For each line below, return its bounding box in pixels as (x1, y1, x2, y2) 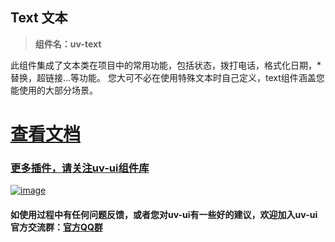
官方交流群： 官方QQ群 (10, 221, 103, 233)
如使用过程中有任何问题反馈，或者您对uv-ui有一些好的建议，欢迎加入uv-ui (10, 208, 318, 220)
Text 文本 (10, 9, 68, 27)
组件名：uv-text (34, 38, 102, 50)
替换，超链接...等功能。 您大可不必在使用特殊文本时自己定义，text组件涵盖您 (10, 71, 325, 83)
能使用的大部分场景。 (10, 84, 98, 96)
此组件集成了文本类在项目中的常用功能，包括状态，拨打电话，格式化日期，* (10, 59, 322, 71)
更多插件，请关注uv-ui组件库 (10, 161, 150, 175)
